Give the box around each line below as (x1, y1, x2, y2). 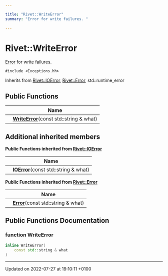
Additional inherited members (5, 132, 100, 141)
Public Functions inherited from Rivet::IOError (5, 146, 102, 152)
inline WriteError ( (5, 243, 46, 248)
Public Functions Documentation (5, 216, 109, 225)
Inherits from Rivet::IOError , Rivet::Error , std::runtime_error (5, 77, 124, 83)
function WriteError (5, 231, 53, 238)
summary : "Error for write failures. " (5, 16, 88, 22)
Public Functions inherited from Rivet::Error (5, 179, 97, 185)
